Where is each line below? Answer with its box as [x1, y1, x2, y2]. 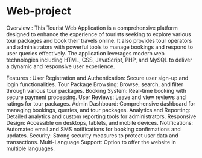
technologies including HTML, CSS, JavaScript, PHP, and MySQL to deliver [6, 56, 193, 63]
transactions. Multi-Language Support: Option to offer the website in [6, 138, 177, 145]
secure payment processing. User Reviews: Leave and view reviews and [6, 93, 186, 101]
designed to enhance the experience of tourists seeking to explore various [6, 30, 191, 37]
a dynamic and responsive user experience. [6, 62, 115, 70]
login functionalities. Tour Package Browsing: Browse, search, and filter [6, 80, 184, 88]
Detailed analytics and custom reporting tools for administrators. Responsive [6, 113, 197, 120]
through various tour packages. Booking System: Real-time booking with [6, 87, 187, 94]
